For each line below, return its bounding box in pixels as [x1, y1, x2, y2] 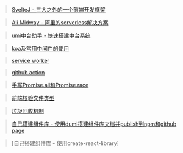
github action [11, 69, 45, 76]
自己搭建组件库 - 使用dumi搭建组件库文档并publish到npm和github [11, 120, 177, 127]
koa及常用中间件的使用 [11, 45, 70, 52]
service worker [11, 57, 50, 64]
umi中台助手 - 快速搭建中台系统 [11, 32, 91, 39]
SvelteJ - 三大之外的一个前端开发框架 [11, 6, 106, 13]
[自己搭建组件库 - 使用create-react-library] [11, 140, 120, 147]
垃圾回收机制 [11, 107, 44, 115]
